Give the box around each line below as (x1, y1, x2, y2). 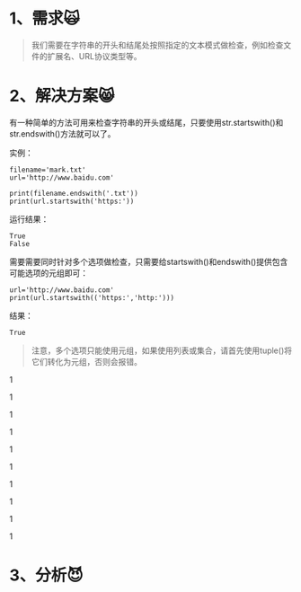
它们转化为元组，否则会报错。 (31, 356, 142, 367)
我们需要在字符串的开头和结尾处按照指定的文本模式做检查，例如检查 (31, 40, 284, 50)
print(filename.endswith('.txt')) (9, 189, 139, 198)
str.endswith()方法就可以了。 (9, 128, 116, 139)
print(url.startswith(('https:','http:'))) (9, 293, 175, 302)
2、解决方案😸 (9, 86, 115, 106)
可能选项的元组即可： (9, 267, 88, 278)
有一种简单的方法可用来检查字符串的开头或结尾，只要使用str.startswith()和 (9, 117, 284, 128)
